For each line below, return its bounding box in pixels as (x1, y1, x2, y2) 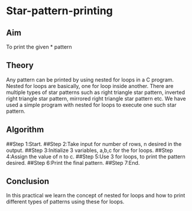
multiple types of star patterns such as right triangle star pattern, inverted (6, 89, 185, 96)
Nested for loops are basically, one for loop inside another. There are (6, 82, 174, 89)
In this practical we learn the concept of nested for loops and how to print (6, 192, 186, 199)
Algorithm (6, 125, 44, 135)
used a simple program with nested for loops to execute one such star (6, 101, 177, 108)
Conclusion (6, 176, 50, 187)
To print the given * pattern (6, 43, 72, 50)
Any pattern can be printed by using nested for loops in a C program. (6, 76, 174, 83)
